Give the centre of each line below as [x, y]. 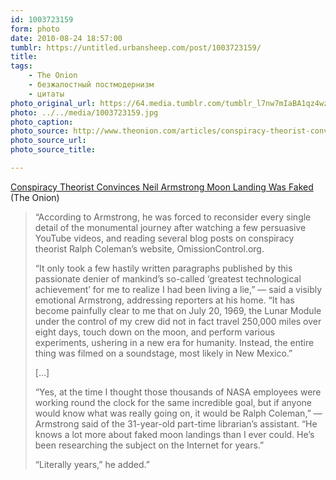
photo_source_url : [48, 141]
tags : [21, 66]
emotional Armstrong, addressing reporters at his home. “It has [164, 300]
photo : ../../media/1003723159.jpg [84, 112]
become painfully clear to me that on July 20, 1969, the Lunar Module [178, 310]
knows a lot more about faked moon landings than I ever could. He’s [174, 434]
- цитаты [46, 94]
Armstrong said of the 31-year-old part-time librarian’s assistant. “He [176, 423]
